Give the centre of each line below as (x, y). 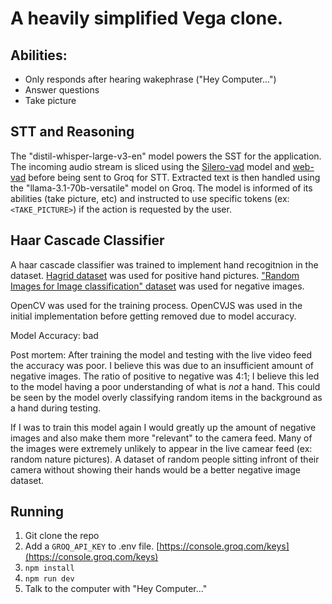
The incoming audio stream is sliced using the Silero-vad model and (150, 166)
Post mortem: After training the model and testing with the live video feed (161, 354)
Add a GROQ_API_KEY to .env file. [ (92, 546)
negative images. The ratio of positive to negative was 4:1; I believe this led (165, 376)
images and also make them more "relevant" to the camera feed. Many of (161, 438)
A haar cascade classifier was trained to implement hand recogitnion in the (164, 264)
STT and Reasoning (72, 132)
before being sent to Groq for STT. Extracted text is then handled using (174, 177)
